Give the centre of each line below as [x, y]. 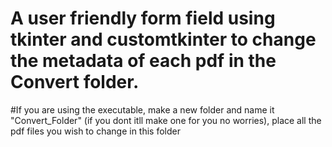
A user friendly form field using [143, 18]
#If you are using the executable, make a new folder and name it [142, 109]
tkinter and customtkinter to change [163, 39]
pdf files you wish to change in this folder [95, 131]
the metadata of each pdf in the [143, 61]
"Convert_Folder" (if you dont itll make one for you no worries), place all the [166, 120]
